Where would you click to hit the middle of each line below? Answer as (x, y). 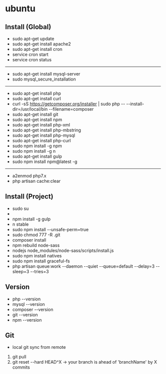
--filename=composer (71, 109)
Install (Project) (29, 196)
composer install (29, 240)
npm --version (27, 320)
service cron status (32, 60)
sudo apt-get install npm (37, 120)
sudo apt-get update (33, 39)
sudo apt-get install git (35, 114)
